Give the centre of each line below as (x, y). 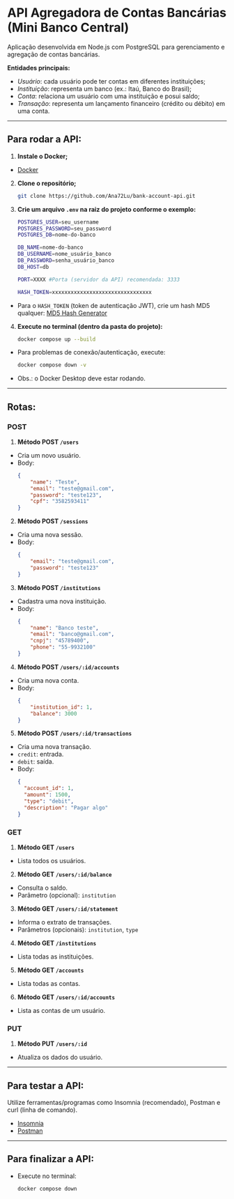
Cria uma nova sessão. (50, 535)
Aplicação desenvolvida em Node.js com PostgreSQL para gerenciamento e (116, 47)
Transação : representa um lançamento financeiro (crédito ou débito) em (121, 103)
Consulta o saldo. (42, 888)
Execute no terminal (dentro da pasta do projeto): (90, 326)
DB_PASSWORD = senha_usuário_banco (66, 261)
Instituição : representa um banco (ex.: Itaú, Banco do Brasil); (104, 88)
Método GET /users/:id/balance (65, 874)
